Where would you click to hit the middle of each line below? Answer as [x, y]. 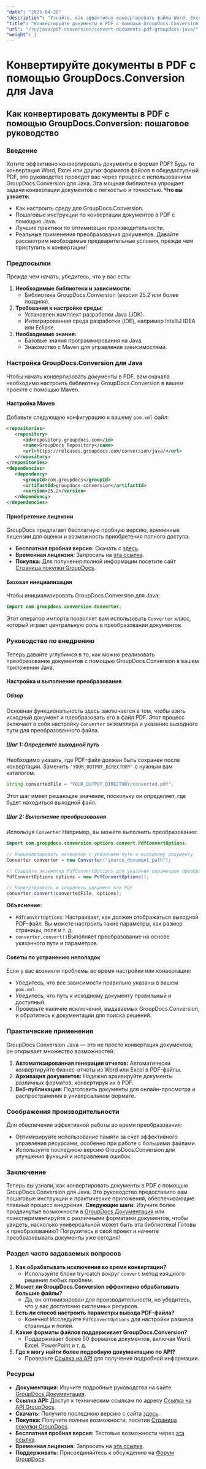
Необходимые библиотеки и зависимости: [73, 288]
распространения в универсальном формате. [75, 1095]
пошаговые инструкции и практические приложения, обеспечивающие [101, 1199]
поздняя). [37, 302]
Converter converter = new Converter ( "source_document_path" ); [89, 860]
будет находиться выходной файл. [51, 803]
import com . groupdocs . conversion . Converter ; [64, 607]
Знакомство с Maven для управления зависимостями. [96, 347]
